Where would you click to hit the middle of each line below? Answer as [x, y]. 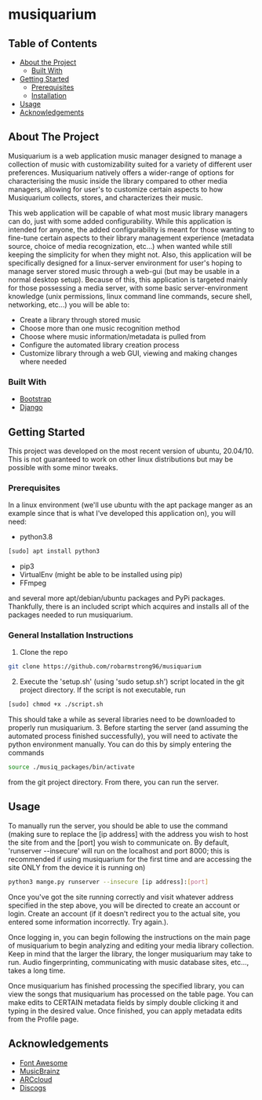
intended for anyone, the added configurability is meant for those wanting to [131, 229]
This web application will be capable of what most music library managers [128, 213]
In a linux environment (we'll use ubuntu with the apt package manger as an [131, 505]
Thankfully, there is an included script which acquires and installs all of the [129, 607]
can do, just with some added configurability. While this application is [120, 221]
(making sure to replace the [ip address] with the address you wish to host [128, 834]
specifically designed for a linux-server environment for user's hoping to [125, 263]
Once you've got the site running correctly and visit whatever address [121, 897]
